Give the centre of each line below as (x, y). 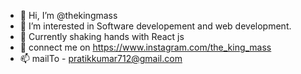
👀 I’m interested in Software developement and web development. (155, 26)
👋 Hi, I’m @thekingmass (68, 15)
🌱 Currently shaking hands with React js (102, 36)
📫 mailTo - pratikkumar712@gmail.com (101, 58)
